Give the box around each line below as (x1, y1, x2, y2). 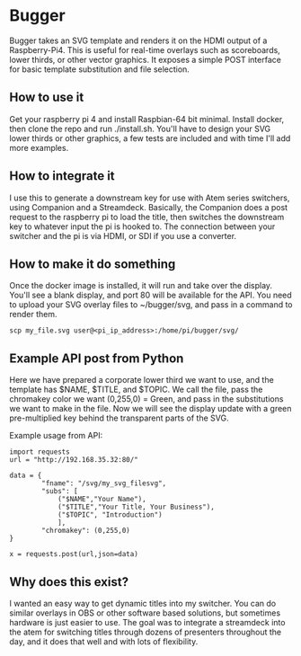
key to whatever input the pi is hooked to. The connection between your (9, 221, 276, 232)
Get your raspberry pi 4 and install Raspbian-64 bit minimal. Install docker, (9, 113, 285, 124)
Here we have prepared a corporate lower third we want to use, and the (9, 375, 274, 386)
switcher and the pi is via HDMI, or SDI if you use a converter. (9, 230, 236, 241)
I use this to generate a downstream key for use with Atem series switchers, (9, 192, 290, 203)
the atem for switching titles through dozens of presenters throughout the (9, 626, 281, 637)
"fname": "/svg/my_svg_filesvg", (41, 479, 167, 488)
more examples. (9, 142, 69, 153)
